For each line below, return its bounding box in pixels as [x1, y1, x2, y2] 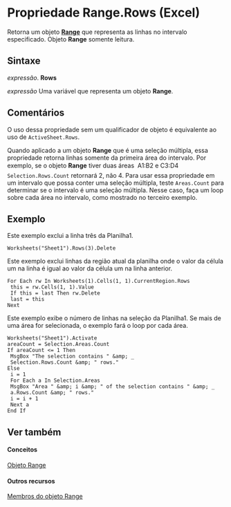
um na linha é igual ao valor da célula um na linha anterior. [7, 264, 173, 273]
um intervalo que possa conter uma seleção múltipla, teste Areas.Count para [7, 178, 225, 187]
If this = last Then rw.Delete [10, 290, 100, 297]
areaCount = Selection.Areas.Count [7, 341, 110, 348]
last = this [10, 296, 45, 303]
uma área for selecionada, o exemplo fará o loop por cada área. [7, 322, 188, 330]
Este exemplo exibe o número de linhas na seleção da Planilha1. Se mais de [7, 314, 221, 322]
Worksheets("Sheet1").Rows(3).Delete [7, 245, 116, 252]
